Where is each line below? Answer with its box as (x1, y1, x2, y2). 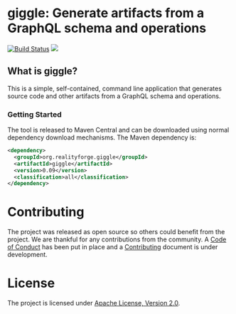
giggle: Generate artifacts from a (7, 5, 205, 21)
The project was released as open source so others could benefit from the (7, 228, 225, 236)
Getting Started (7, 109, 62, 119)
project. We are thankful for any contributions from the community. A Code (7, 235, 227, 244)
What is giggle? (7, 66, 78, 78)
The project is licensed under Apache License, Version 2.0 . (7, 299, 181, 308)
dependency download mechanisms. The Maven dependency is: (7, 133, 197, 142)
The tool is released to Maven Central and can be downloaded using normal (7, 126, 230, 135)
